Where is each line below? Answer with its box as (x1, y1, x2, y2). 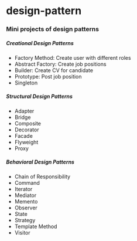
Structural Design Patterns (6, 93, 73, 100)
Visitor (14, 229, 30, 236)
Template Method (14, 223, 57, 230)
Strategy (14, 217, 36, 224)
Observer (14, 204, 38, 212)
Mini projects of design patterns (6, 25, 100, 33)
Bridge (14, 114, 31, 121)
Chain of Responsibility (14, 173, 71, 180)
